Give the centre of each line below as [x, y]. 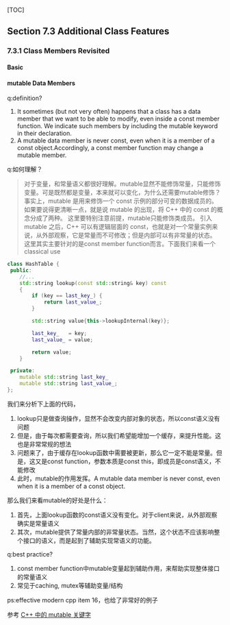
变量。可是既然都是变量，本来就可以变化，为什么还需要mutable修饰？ [122, 193]
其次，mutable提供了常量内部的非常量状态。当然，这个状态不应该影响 [115, 532]
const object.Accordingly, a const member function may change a [110, 148]
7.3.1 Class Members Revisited [59, 51]
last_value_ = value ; [63, 340]
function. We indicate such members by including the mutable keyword [117, 126]
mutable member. [42, 155]
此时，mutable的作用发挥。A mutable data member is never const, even [118, 478]
